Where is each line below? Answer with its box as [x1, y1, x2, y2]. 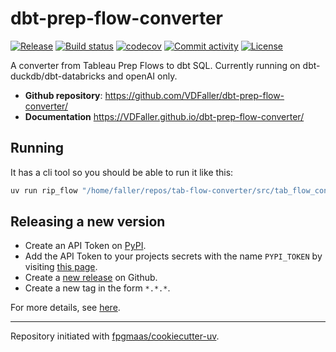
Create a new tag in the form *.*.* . [24, 282, 171, 294]
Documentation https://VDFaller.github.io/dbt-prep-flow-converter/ [24, 110, 305, 122]
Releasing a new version [10, 213, 166, 231]
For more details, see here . [10, 302, 121, 314]
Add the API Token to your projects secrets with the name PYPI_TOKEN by [24, 250, 323, 262]
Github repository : [24, 89, 103, 101]
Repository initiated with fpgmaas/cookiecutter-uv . [10, 330, 220, 342]
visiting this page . [24, 261, 98, 273]
